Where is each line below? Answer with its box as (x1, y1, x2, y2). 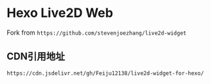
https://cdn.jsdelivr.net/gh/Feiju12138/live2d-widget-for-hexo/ (6, 69, 204, 77)
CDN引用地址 (6, 51, 65, 63)
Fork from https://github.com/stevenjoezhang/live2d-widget (6, 28, 187, 37)
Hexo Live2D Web (6, 5, 114, 21)
